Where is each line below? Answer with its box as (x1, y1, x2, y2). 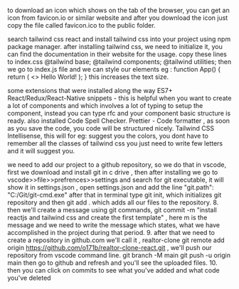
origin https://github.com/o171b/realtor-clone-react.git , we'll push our (7, 244, 212, 251)
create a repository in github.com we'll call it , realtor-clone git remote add (7, 236, 225, 244)
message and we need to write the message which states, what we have (7, 221, 221, 229)
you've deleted (7, 273, 51, 282)
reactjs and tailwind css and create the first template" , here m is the (7, 213, 208, 222)
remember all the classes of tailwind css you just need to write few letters (7, 139, 223, 148)
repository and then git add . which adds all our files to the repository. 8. (7, 198, 219, 207)
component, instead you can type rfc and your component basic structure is (7, 109, 231, 117)
